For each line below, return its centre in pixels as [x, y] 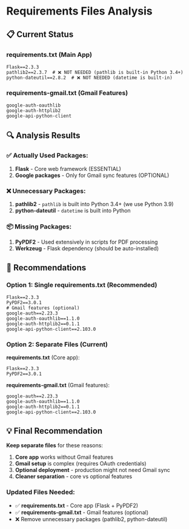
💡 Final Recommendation [55, 431]
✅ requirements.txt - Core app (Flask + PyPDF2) [76, 505]
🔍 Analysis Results [43, 135]
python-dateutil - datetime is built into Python [73, 211]
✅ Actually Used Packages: [47, 156]
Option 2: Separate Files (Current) [57, 345]
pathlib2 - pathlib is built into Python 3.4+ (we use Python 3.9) [94, 204]
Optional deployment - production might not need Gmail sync [93, 470]
